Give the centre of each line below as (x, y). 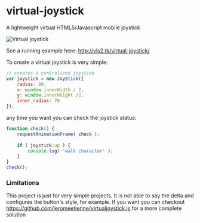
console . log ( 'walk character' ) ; (70, 151)
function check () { (30, 129)
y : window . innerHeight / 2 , (50, 95)
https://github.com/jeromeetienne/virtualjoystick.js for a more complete (94, 208)
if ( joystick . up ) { (44, 145)
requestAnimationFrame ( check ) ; (59, 134)
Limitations (23, 182)
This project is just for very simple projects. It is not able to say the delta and (100, 196)
